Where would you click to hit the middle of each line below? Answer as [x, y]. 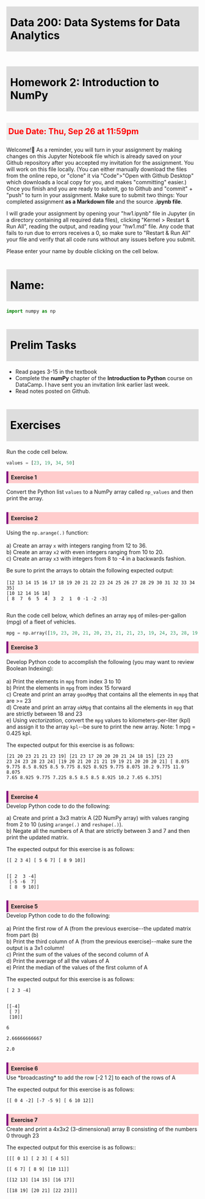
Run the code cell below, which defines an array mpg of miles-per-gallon [96, 615]
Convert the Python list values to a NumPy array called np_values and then [100, 492]
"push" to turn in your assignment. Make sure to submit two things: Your [97, 195]
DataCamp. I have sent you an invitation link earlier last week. [92, 384]
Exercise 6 [25, 1068]
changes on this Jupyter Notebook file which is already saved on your [94, 156]
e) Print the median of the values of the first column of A [77, 967]
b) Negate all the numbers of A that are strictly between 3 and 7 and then [98, 830]
